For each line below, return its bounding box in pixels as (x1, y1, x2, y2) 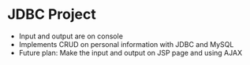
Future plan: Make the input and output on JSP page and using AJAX (18, 48, 242, 57)
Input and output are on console (18, 31, 124, 41)
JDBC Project (7, 5, 96, 23)
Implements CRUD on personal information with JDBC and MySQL (18, 39, 234, 49)
